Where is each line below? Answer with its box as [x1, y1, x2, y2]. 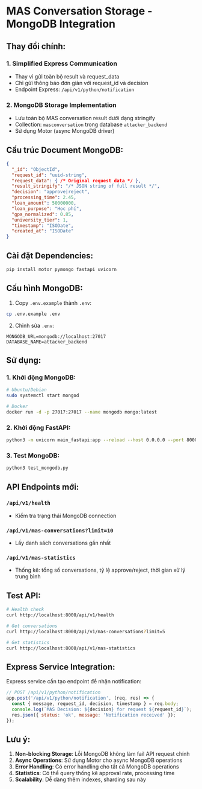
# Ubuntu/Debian [6, 387, 47, 393]
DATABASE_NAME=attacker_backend [6, 339, 87, 345]
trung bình [14, 573, 41, 580]
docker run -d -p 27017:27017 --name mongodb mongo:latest [6, 409, 158, 415]
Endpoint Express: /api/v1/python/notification [14, 86, 135, 93]
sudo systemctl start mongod [6, 392, 79, 399]
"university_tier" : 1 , [11, 217, 69, 223]
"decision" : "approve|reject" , [11, 189, 90, 195]
